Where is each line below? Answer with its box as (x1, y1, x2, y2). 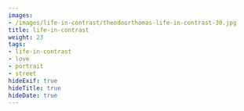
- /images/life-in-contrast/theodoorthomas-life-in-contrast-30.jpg (8, 19, 237, 27)
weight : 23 (8, 33, 44, 41)
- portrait (8, 63, 44, 70)
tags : (8, 41, 26, 48)
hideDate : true (8, 91, 58, 99)
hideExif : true (8, 77, 58, 84)
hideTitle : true (8, 84, 61, 92)
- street (8, 70, 37, 77)
